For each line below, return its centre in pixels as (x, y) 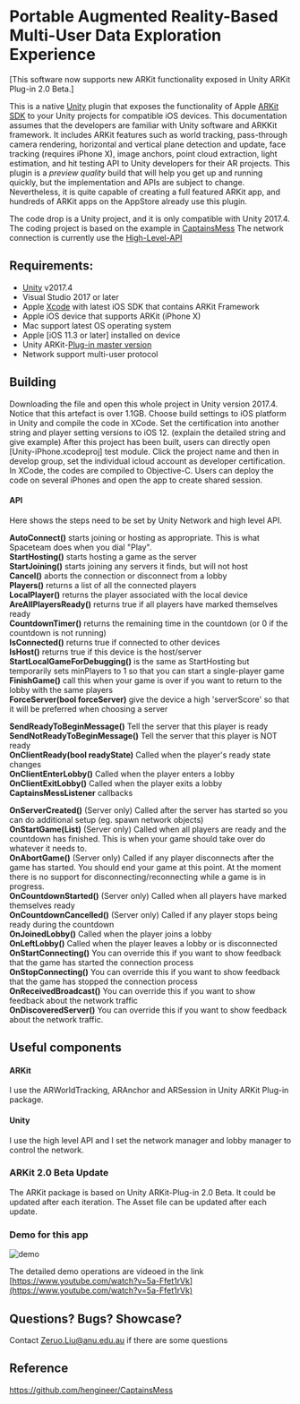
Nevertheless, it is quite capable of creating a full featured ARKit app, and (145, 192)
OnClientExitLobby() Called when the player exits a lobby (116, 783)
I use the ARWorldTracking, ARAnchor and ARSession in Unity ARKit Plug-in (149, 1091)
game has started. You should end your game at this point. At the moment (146, 867)
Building (33, 382)
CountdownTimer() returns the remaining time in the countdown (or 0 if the (149, 623)
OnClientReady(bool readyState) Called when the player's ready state (140, 755)
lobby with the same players (61, 689)
